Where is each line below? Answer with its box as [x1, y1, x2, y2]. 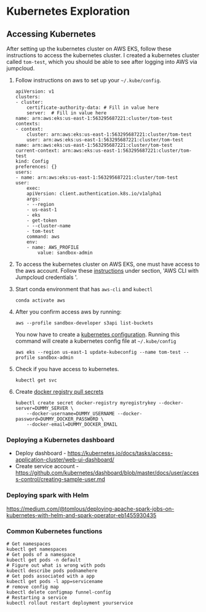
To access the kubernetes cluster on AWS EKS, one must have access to [15, 261, 200, 268]
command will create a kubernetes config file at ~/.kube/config [15, 337, 176, 345]
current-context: [15, 147, 60, 154]
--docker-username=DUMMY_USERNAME [26, 410, 115, 417]
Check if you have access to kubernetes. [15, 366, 119, 372]
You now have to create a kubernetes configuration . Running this [15, 331, 180, 338]
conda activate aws [15, 297, 66, 304]
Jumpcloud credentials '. [15, 273, 78, 281]
